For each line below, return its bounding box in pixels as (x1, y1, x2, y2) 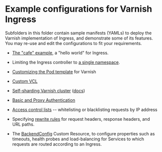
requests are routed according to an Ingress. (12, 141, 102, 147)
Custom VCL (12, 78, 38, 84)
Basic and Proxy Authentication (12, 97, 76, 103)
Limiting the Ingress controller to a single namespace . (12, 59, 121, 65)
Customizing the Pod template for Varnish (12, 68, 97, 74)
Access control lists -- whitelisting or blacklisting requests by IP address (12, 107, 158, 112)
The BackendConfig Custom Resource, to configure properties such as (12, 130, 155, 136)
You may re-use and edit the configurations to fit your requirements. (5, 40, 142, 46)
